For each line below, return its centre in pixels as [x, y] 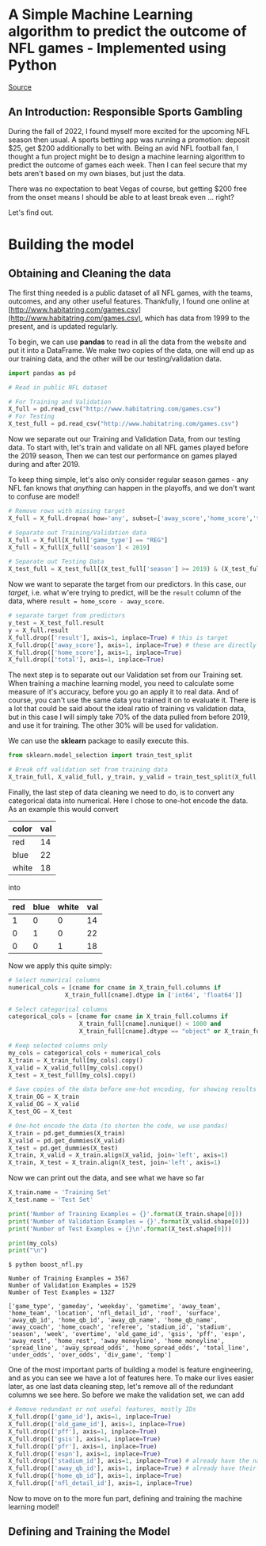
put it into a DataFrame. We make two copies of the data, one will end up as [131, 350]
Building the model [71, 244]
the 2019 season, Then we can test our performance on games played [123, 456]
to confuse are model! [44, 496]
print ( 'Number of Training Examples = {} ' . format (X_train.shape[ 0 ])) [125, 1214]
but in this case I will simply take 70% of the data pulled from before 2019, [129, 717]
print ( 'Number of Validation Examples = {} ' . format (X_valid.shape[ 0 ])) [129, 1221]
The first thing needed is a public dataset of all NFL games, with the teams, [131, 293]
